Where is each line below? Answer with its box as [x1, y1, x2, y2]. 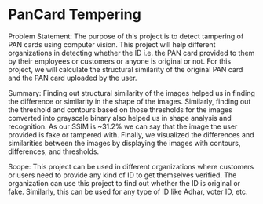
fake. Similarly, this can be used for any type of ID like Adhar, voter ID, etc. [8, 187, 249, 196]
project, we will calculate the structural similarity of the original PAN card [8, 64, 243, 74]
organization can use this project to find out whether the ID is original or [8, 178, 241, 188]
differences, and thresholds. [8, 147, 100, 156]
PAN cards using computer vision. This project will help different [8, 39, 216, 49]
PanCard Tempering [8, 5, 141, 24]
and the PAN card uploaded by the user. [8, 73, 137, 82]
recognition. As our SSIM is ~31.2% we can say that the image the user [8, 122, 238, 131]
